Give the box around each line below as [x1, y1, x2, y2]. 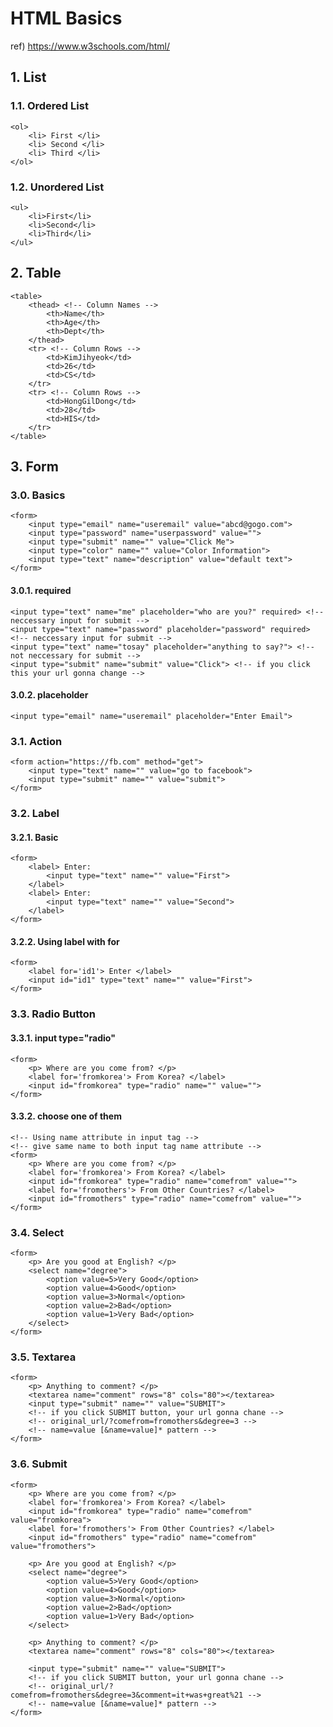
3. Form [10, 458, 59, 476]
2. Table [10, 265, 62, 282]
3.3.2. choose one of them [10, 1110, 122, 1122]
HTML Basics [10, 7, 123, 30]
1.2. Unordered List [10, 180, 105, 194]
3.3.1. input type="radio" [10, 1032, 116, 1044]
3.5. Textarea [10, 1350, 77, 1364]
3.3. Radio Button [10, 1007, 97, 1021]
